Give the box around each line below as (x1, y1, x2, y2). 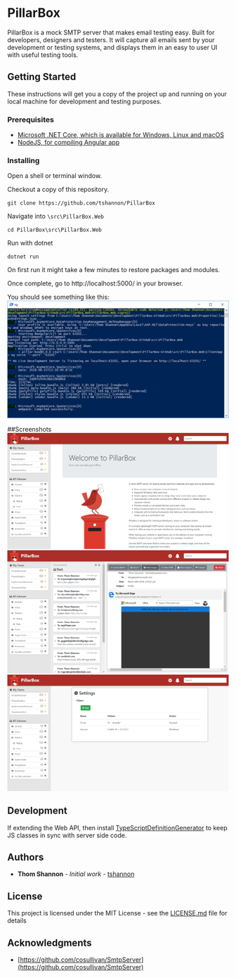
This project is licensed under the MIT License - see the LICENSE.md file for (7, 909, 228, 918)
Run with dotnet (7, 239, 53, 247)
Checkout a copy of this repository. (7, 185, 110, 194)
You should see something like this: (7, 293, 110, 302)
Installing (7, 155, 40, 165)
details (7, 916, 27, 925)
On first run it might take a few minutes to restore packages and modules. (7, 266, 221, 274)
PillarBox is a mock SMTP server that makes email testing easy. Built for (7, 28, 215, 37)
